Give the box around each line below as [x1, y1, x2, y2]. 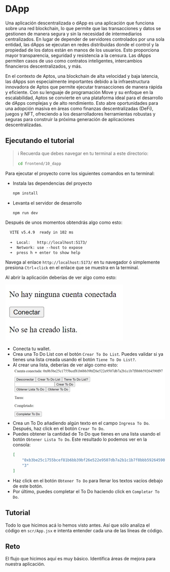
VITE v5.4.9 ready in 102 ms [10, 230, 74, 235]
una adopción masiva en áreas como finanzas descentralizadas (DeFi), [5, 105, 154, 111]
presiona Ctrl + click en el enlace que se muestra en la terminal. [5, 265, 140, 271]
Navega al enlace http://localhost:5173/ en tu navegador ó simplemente [5, 259, 160, 265]
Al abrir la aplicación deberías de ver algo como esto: [5, 274, 117, 280]
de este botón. [12, 483, 43, 489]
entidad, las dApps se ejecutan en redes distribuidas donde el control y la [5, 41, 159, 47]
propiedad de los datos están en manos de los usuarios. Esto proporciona [5, 47, 159, 53]
